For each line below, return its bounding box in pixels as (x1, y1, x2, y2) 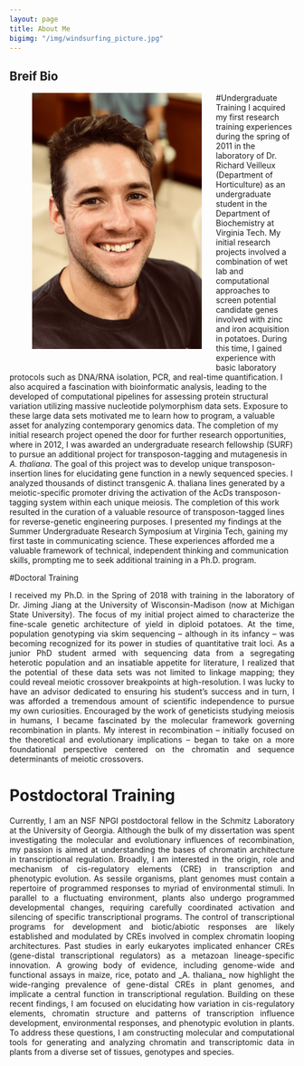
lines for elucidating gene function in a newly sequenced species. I (43, 468, 293, 480)
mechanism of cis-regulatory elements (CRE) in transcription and (9, 864, 295, 875)
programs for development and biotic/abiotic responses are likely (9, 921, 295, 933)
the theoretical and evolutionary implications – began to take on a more (9, 734, 295, 745)
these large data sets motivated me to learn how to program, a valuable (9, 411, 276, 422)
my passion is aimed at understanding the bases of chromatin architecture (9, 844, 295, 856)
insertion (9, 468, 43, 480)
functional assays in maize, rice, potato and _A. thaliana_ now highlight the (9, 970, 295, 981)
